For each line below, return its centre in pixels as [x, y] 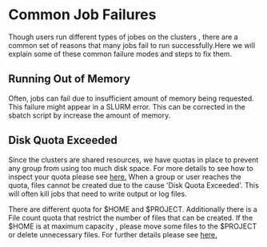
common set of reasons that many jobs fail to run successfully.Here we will [132, 45]
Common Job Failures [82, 15]
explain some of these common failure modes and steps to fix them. [120, 54]
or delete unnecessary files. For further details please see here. [113, 234]
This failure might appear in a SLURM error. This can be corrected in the [127, 106]
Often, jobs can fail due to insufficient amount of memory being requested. [131, 98]
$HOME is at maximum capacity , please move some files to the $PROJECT [133, 226]
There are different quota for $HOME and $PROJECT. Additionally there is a [133, 209]
